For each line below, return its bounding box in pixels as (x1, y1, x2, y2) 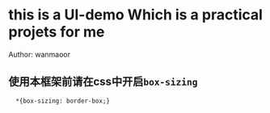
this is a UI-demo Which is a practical (8, 6, 263, 24)
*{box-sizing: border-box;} (15, 97, 111, 105)
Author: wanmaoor (8, 49, 71, 59)
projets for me (8, 23, 105, 41)
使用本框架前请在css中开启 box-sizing (8, 75, 198, 89)
